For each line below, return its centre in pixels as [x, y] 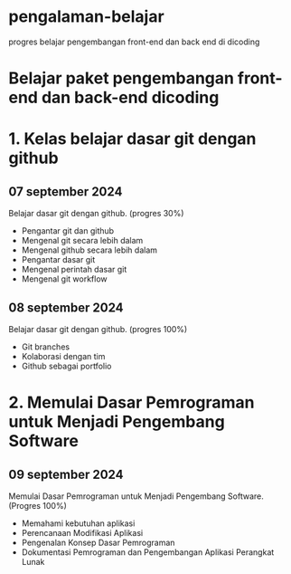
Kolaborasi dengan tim [63, 356]
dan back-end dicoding [130, 98]
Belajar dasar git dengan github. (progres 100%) [98, 329]
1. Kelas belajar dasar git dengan [132, 139]
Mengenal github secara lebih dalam [89, 250]
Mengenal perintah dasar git [74, 270]
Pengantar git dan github [68, 231]
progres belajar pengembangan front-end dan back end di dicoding [134, 42]
